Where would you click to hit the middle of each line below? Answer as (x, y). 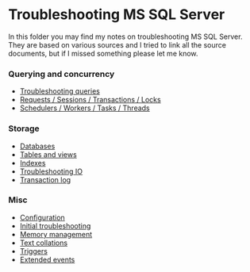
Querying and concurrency (62, 74)
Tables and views (48, 154)
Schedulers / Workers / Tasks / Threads (85, 108)
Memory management (56, 234)
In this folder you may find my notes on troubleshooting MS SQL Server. (125, 36)
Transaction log (45, 179)
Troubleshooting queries (60, 91)
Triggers (33, 251)
